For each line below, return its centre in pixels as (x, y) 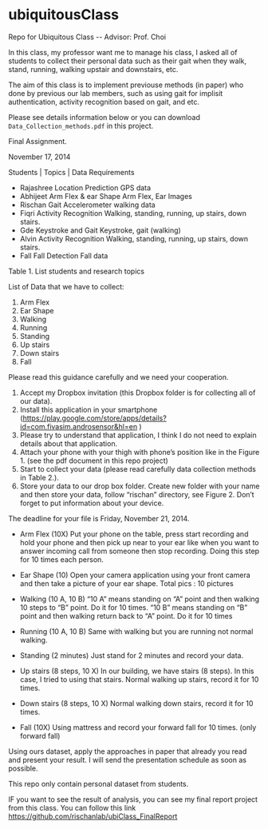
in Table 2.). (39, 477)
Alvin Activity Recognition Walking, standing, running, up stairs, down (134, 238)
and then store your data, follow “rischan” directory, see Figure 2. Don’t (137, 494)
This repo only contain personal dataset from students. (99, 783)
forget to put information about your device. (92, 503)
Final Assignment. (38, 141)
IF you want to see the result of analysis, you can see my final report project (133, 799)
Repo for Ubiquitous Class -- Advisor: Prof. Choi (87, 37)
